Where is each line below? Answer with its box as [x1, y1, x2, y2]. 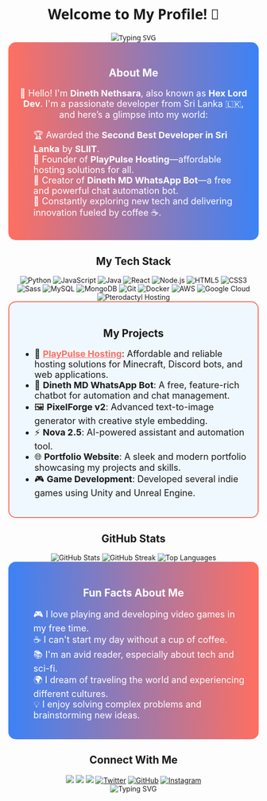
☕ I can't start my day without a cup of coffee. [33, 633, 228, 645]
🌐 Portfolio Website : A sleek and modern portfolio [34, 450, 247, 462]
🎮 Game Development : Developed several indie [34, 473, 238, 484]
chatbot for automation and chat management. [34, 390, 230, 401]
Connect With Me [89, 753, 178, 767]
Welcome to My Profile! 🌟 [47, 4, 220, 24]
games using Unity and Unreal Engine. [34, 487, 196, 499]
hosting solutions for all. [33, 164, 134, 176]
